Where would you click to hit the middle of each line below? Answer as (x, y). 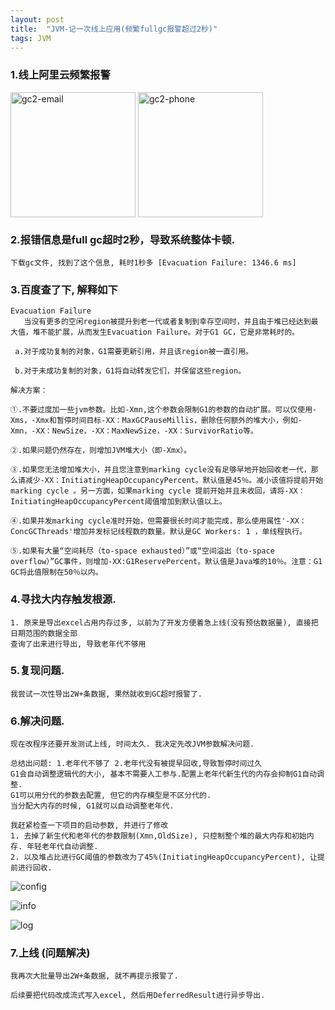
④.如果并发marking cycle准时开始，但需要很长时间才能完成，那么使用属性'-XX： (158, 521)
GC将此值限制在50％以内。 (56, 572)
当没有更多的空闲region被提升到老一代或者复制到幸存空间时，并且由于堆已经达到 (167, 322)
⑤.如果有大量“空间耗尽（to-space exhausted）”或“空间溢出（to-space (142, 551)
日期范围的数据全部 (44, 633)
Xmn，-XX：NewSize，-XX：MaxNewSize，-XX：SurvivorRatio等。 (134, 431)
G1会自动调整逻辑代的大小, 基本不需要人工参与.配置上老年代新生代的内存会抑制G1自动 (164, 774)
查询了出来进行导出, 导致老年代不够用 (78, 644)
